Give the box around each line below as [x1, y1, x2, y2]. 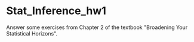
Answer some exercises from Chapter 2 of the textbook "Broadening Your [6, 24, 188, 31]
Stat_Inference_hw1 [6, 4, 106, 18]
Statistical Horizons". [6, 30, 58, 37]
